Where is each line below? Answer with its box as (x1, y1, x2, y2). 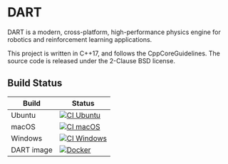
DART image (11, 145, 53, 155)
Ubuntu (11, 110, 36, 120)
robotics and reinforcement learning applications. (7, 35, 152, 43)
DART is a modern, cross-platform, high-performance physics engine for (7, 28, 221, 36)
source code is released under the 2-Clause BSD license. (7, 56, 176, 65)
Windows (11, 133, 43, 143)
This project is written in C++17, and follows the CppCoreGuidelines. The (7, 49, 221, 58)
